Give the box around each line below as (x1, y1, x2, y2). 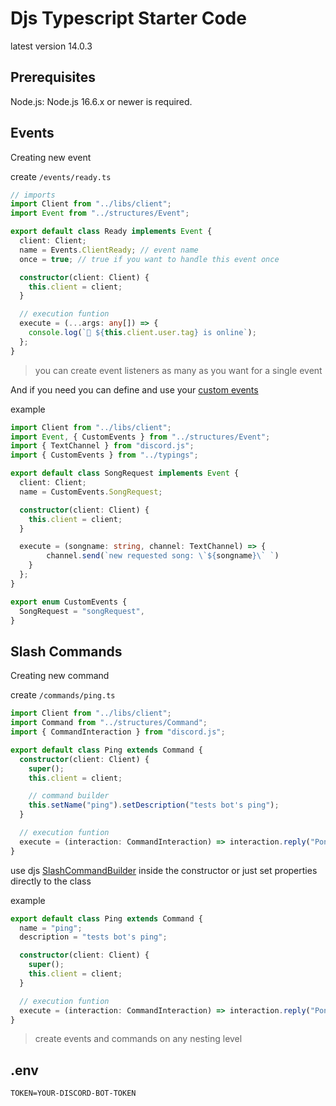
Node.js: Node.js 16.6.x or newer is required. (10, 95, 193, 107)
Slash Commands (10, 643, 123, 660)
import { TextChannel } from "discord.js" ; (10, 441, 195, 451)
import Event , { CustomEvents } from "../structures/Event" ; (10, 432, 271, 442)
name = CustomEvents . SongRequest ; (19, 487, 163, 497)
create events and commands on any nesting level (34, 1033, 243, 1045)
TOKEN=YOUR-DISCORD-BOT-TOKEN (10, 1088, 137, 1099)
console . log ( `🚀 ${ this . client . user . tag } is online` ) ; (28, 328, 257, 338)
